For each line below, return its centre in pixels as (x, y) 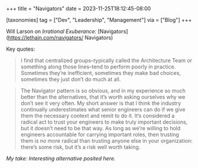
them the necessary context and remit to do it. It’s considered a (98, 116)
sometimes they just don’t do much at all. (71, 79)
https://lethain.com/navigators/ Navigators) (61, 37)
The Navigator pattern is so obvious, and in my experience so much (103, 90)
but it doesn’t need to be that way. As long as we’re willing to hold (100, 128)
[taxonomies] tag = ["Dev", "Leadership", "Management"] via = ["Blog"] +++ (99, 20)
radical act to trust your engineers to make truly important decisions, (104, 122)
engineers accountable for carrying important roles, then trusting (100, 134)
